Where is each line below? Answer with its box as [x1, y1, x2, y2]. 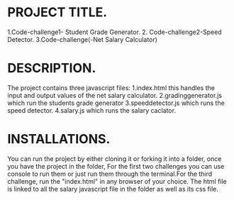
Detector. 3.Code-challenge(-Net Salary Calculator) [7, 35, 158, 43]
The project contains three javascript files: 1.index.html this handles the [7, 83, 215, 92]
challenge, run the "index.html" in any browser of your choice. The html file [7, 177, 227, 185]
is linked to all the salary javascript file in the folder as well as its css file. [7, 184, 218, 193]
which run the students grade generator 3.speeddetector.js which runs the [7, 99, 225, 107]
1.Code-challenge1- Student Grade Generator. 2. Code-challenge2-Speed [7, 28, 222, 36]
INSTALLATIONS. [7, 131, 111, 148]
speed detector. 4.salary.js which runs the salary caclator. [7, 106, 176, 114]
